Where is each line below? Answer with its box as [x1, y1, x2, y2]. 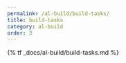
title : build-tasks [7, 17, 64, 24]
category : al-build [7, 23, 64, 30]
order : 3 [7, 29, 33, 37]
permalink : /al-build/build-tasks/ [7, 10, 110, 17]
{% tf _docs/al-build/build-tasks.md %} [7, 48, 119, 57]
